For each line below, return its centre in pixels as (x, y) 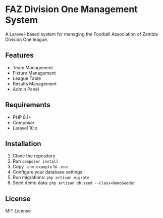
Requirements (28, 105)
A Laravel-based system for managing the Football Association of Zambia (82, 34)
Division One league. (27, 39)
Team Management (33, 67)
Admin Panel (26, 89)
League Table (27, 78)
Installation (23, 143)
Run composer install (35, 161)
